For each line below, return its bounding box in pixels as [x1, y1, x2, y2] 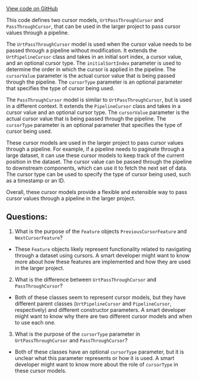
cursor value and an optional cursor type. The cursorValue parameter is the [6, 109, 190, 116]
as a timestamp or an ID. [6, 177, 66, 184]
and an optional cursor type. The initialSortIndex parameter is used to [6, 59, 181, 66]
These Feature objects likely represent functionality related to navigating [14, 246, 191, 253]
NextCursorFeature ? [14, 234, 63, 241]
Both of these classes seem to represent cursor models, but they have [14, 294, 186, 301]
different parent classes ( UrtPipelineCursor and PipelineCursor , [14, 300, 172, 307]
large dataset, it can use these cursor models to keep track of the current [6, 152, 184, 159]
